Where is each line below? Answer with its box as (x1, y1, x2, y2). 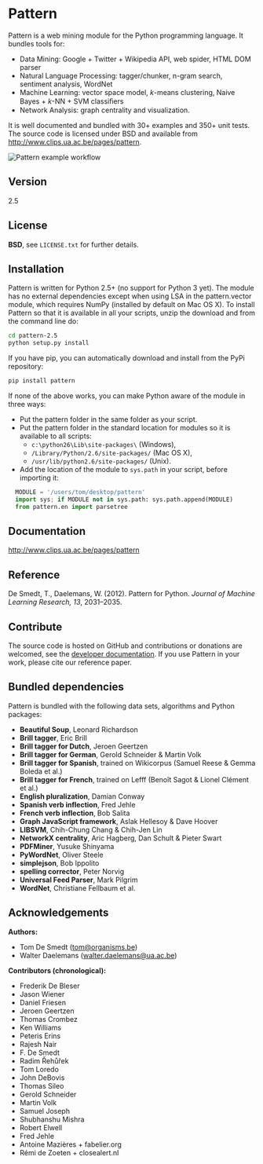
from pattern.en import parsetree (15, 503, 128, 511)
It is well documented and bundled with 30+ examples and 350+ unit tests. (8, 120, 250, 130)
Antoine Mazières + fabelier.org (19, 1140, 122, 1149)
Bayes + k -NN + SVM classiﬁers (19, 96, 124, 106)
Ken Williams (19, 1023, 61, 1032)
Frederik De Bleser (19, 981, 80, 990)
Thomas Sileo (19, 1081, 64, 1090)
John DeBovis (19, 1073, 65, 1082)
